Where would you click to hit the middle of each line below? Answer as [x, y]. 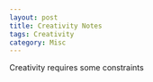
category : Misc [38, 42]
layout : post [34, 17]
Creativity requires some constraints [76, 68]
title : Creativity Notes [56, 26]
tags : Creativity [42, 34]
